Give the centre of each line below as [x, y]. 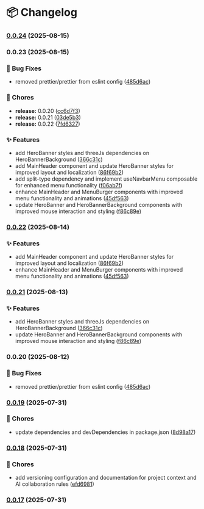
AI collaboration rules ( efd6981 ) [55, 484]
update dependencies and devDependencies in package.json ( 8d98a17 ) [105, 432]
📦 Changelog [42, 13]
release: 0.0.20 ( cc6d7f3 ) [47, 110]
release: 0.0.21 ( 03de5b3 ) [48, 117]
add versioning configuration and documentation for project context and [106, 478]
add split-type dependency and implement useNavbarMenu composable [106, 179]
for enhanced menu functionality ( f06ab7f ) [69, 185]
